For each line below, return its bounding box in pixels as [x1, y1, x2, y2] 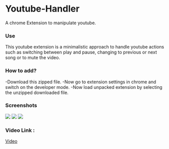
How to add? [5, 67, 37, 74]
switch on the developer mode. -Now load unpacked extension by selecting [5, 84, 162, 90]
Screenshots [5, 102, 37, 109]
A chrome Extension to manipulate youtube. [5, 20, 96, 26]
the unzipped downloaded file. [5, 89, 69, 95]
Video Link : [5, 127, 35, 134]
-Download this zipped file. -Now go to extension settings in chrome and [5, 79, 156, 85]
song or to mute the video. [5, 55, 61, 61]
